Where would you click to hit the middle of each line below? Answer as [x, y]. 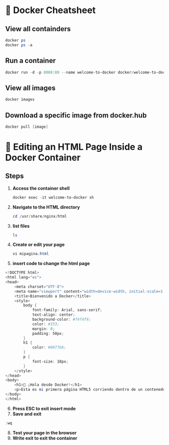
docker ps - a [19, 45]
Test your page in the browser [45, 432]
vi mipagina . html [31, 254]
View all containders [38, 29]
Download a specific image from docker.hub [76, 115]
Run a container [31, 61]
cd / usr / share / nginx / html [39, 216]
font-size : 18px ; [50, 362]
